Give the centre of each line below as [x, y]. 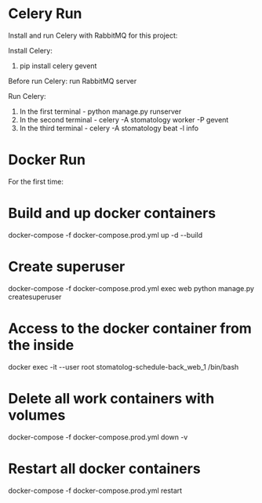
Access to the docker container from [130, 328]
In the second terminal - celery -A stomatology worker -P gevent [124, 119]
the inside [41, 345]
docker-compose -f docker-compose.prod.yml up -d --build [106, 235]
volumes [37, 415]
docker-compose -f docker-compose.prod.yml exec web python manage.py [131, 288]
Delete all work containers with [111, 398]
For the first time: [36, 181]
